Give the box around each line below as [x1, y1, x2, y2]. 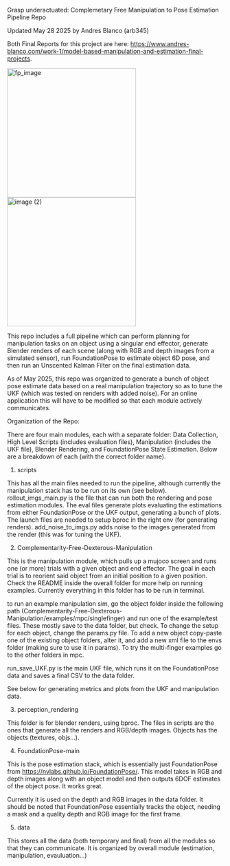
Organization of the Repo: [7, 417, 80, 425]
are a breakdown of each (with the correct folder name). [7, 452, 166, 461]
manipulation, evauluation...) [7, 852, 87, 859]
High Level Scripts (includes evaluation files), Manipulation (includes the [7, 438, 211, 446]
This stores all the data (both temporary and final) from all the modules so [7, 836, 216, 845]
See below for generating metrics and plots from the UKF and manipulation [7, 685, 220, 693]
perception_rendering [16, 706, 79, 713]
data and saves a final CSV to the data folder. [7, 671, 135, 679]
